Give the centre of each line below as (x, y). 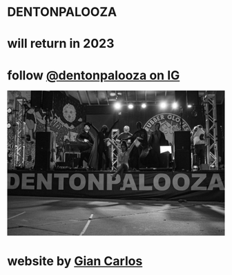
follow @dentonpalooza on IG (94, 75)
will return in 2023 (61, 44)
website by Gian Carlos (75, 262)
